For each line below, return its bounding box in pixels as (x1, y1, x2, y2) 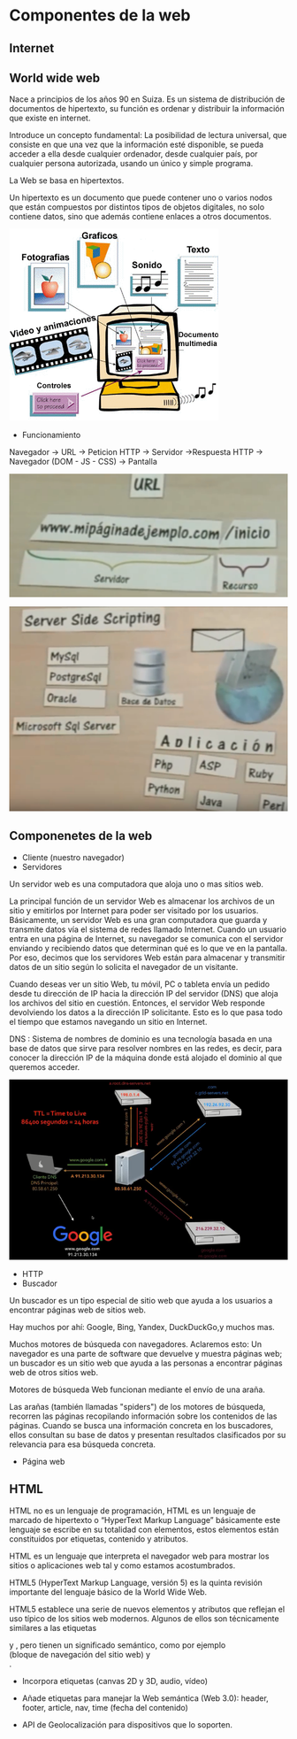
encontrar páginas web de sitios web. (9, 1304, 147, 1315)
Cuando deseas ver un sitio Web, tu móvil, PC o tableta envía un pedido (9, 979, 270, 989)
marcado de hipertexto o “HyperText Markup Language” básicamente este (9, 1514, 281, 1525)
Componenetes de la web (9, 828, 153, 843)
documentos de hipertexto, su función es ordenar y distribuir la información (9, 104, 285, 114)
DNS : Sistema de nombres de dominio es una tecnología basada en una (9, 1033, 272, 1044)
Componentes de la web (9, 5, 191, 26)
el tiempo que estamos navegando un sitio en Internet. (9, 1016, 208, 1027)
